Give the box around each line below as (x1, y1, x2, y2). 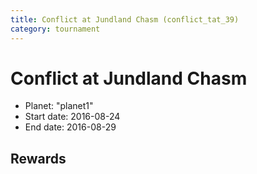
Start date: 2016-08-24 (24, 111, 121, 123)
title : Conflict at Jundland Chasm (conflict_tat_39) (10, 14, 240, 25)
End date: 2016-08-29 (24, 121, 117, 133)
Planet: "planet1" (24, 100, 94, 112)
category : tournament (10, 24, 101, 34)
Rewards (10, 150, 67, 167)
